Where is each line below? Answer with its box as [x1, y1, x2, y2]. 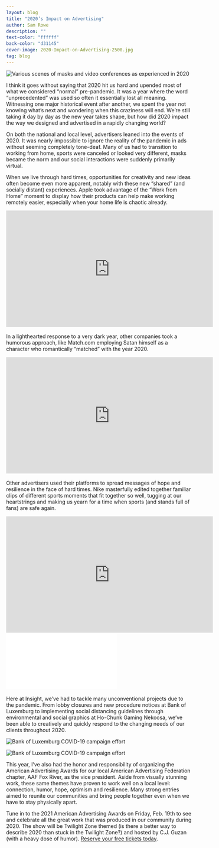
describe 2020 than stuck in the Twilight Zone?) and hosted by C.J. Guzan [6, 828, 187, 836]
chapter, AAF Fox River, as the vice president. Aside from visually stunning [6, 773, 187, 780]
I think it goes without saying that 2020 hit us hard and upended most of [6, 82, 182, 89]
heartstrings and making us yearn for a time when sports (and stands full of [6, 498, 190, 505]
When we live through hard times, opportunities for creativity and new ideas [6, 173, 191, 180]
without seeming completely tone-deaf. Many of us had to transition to [6, 143, 178, 150]
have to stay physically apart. [6, 798, 78, 805]
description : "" [6, 28, 46, 34]
